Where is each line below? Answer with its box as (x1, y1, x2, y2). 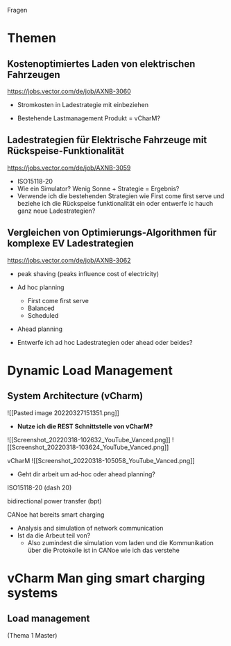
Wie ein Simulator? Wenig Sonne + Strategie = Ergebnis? (17, 184, 180, 193)
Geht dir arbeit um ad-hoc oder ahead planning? (17, 469, 156, 478)
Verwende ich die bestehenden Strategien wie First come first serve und (17, 191, 225, 200)
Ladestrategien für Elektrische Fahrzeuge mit (7, 134, 207, 146)
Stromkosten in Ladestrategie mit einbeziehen (17, 101, 149, 108)
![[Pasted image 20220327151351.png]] (7, 408, 120, 417)
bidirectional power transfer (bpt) (7, 496, 102, 505)
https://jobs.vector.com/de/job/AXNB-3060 (7, 87, 132, 95)
